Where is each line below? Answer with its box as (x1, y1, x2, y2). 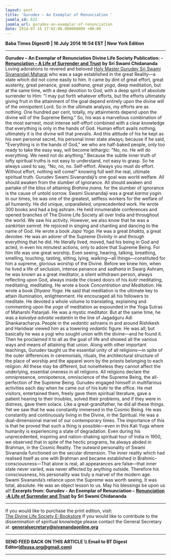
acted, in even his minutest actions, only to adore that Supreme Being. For (5, 244, 160, 250)
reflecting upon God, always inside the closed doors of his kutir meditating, (5, 277, 163, 283)
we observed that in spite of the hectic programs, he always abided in (5, 439, 152, 445)
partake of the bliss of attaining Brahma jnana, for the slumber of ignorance (5, 185, 164, 191)
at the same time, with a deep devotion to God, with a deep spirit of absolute (5, 88, 165, 94)
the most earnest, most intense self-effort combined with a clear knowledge (5, 120, 165, 126)
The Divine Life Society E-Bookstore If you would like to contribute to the (5, 513, 158, 519)
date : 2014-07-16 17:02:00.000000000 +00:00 (5, 26, 101, 32)
